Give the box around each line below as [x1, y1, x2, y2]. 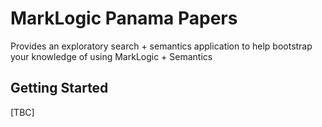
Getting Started [10, 80, 109, 97]
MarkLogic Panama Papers [10, 7, 238, 30]
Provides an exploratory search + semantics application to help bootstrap [10, 40, 313, 52]
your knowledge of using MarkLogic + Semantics [10, 50, 213, 62]
